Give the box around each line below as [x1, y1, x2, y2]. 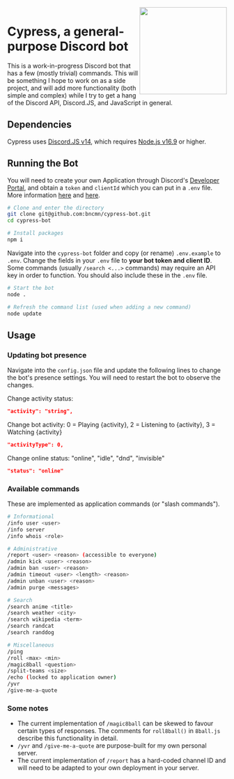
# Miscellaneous [7, 641, 54, 649]
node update [7, 310, 42, 317]
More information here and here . [7, 191, 101, 199]
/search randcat [7, 623, 54, 630]
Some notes [7, 703, 49, 713]
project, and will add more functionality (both [7, 84, 136, 92]
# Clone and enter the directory [7, 204, 104, 211]
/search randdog [7, 629, 54, 636]
